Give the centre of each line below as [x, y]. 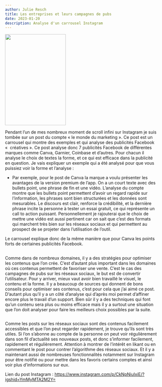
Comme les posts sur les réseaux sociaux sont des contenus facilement [77, 324]
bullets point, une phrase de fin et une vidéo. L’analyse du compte [78, 188]
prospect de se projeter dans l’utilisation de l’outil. [62, 229]
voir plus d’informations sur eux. [37, 365]
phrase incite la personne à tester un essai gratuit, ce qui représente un [83, 209]
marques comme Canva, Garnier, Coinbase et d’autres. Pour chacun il [75, 153]
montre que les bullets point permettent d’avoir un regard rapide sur [80, 193]
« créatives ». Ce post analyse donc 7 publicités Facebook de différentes [78, 148]
